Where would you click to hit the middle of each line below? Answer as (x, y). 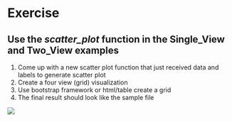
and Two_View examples (63, 50)
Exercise (33, 13)
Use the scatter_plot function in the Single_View (116, 39)
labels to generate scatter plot (62, 75)
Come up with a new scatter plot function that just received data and (118, 67)
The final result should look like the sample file (86, 98)
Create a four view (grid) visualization (73, 82)
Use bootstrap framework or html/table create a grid (94, 90)
